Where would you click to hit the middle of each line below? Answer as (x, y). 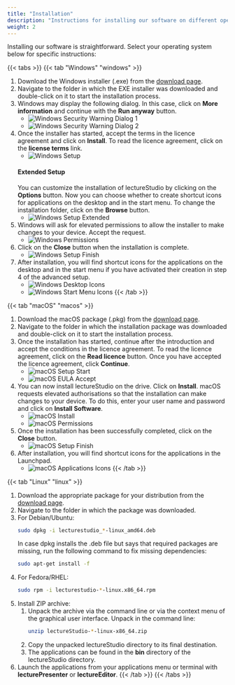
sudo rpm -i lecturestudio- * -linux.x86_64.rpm (86, 590)
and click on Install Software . (60, 408)
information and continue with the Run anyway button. (97, 111)
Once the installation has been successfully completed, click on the (114, 430)
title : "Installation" (40, 14)
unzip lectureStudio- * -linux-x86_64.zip (87, 632)
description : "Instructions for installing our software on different (112, 20)
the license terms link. (50, 149)
